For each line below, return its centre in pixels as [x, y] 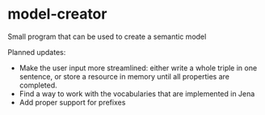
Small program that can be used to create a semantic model [107, 36]
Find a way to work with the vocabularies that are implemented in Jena [137, 93]
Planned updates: [37, 52]
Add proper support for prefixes [72, 102]
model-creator [57, 14]
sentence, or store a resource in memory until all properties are [124, 76]
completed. [38, 85]
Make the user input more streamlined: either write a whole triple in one [138, 68]
